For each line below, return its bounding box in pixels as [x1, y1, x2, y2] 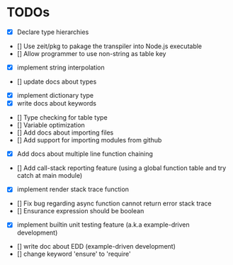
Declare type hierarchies [16, 28, 89, 36]
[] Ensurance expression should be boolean [16, 207, 144, 215]
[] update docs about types [16, 77, 97, 86]
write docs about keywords [16, 99, 97, 108]
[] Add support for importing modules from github [16, 136, 162, 145]
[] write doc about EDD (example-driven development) [16, 242, 176, 251]
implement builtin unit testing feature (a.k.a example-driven [16, 220, 191, 229]
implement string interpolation [16, 63, 105, 72]
